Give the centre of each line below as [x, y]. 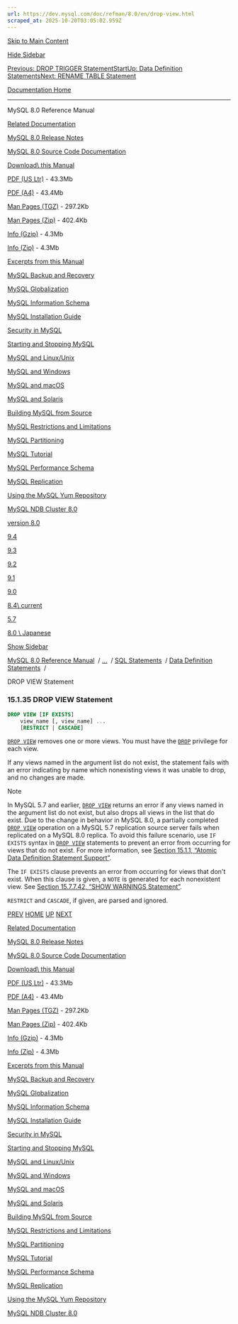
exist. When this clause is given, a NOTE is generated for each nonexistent [114, 879]
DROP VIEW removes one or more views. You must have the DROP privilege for [118, 741]
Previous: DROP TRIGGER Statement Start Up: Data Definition [95, 68]
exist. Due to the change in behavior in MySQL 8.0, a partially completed [113, 820]
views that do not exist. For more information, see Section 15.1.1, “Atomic [112, 850]
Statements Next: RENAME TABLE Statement [72, 76]
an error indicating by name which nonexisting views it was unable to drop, [117, 770]
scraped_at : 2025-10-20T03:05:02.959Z [64, 21]
